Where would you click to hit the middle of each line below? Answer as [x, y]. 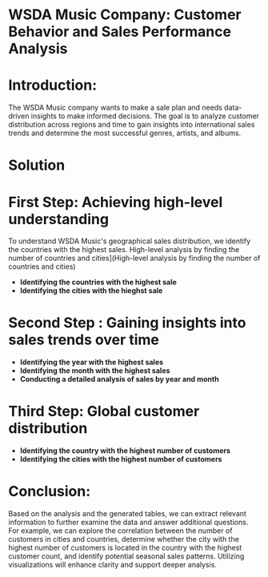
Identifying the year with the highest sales [92, 363]
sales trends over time [84, 340]
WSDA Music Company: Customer [125, 15]
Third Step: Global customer [104, 412]
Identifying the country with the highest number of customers [125, 451]
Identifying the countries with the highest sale [98, 282]
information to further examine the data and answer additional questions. [128, 523]
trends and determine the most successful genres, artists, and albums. [125, 133]
